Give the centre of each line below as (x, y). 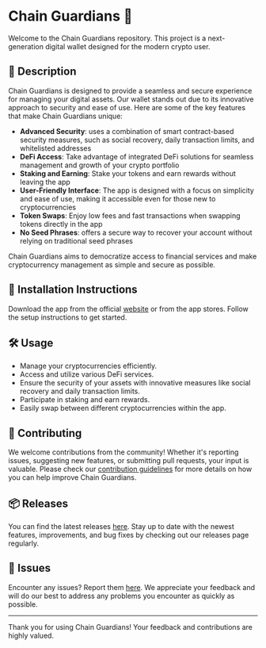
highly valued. (31, 635)
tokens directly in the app (61, 224)
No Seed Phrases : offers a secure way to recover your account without (136, 232)
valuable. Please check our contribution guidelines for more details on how (130, 469)
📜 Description (42, 72)
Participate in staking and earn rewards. (85, 400)
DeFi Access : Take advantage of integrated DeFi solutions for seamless (137, 156)
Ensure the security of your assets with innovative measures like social (135, 383)
